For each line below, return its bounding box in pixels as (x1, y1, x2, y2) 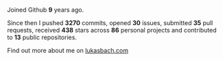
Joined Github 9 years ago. (7, 6, 84, 14)
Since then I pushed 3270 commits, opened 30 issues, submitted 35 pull (7, 19, 213, 26)
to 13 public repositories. (7, 33, 78, 41)
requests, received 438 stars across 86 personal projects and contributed (7, 26, 217, 34)
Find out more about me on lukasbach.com (7, 47, 129, 54)
